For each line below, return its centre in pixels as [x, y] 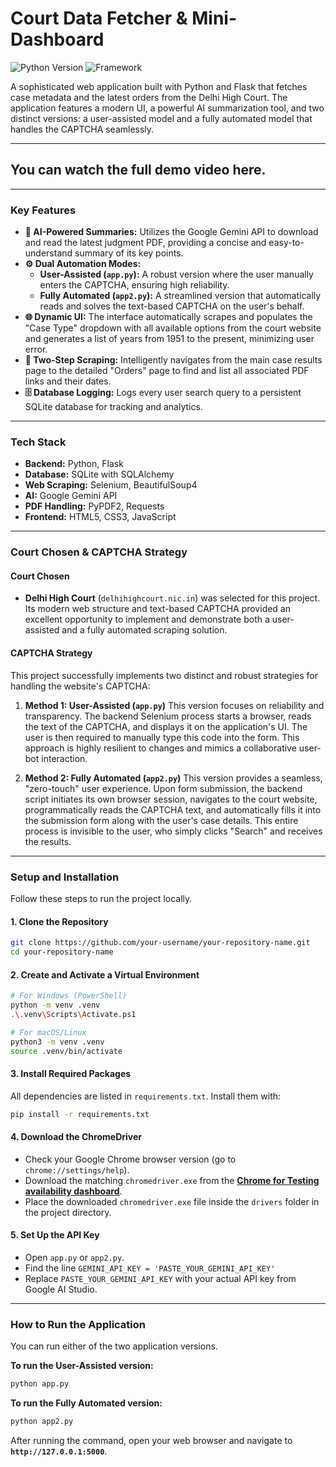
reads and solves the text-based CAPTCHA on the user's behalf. [172, 306]
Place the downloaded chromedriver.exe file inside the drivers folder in [172, 1201]
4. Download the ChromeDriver [76, 1137]
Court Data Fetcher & [99, 18]
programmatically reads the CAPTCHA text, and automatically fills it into [173, 809]
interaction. [64, 758]
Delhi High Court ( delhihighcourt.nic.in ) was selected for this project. [172, 598]
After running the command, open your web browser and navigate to [151, 1440]
